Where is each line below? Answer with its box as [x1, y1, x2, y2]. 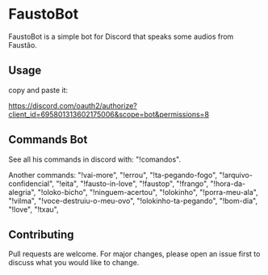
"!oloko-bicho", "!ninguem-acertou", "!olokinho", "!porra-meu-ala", [37, 187, 258, 197]
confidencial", [8, 179, 55, 188]
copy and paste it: [8, 85, 69, 95]
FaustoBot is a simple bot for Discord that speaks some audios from [8, 32, 234, 41]
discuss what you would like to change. [8, 258, 140, 268]
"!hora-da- [209, 179, 246, 188]
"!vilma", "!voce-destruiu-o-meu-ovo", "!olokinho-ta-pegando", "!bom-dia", [8, 196, 258, 205]
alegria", [8, 187, 36, 197]
